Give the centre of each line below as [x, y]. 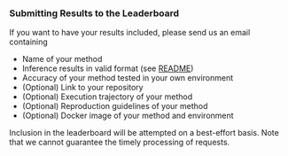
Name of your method [62, 59]
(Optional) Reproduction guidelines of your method [115, 106]
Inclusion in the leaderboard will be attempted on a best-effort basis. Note [144, 133]
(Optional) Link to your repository [82, 88]
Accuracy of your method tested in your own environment [128, 78]
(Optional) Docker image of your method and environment [128, 116]
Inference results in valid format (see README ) [108, 68]
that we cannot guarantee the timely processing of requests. [120, 142]
